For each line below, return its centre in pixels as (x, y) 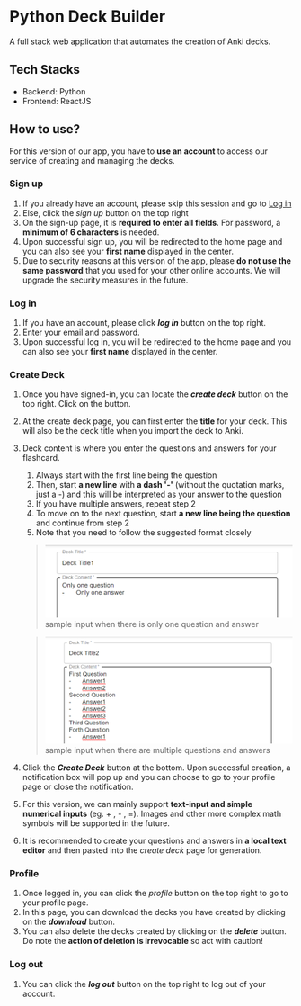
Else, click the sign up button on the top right (105, 212)
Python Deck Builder (88, 17)
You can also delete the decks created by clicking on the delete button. (155, 931)
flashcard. (41, 458)
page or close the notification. (78, 786)
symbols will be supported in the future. (96, 823)
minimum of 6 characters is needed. (91, 232)
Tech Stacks (45, 70)
